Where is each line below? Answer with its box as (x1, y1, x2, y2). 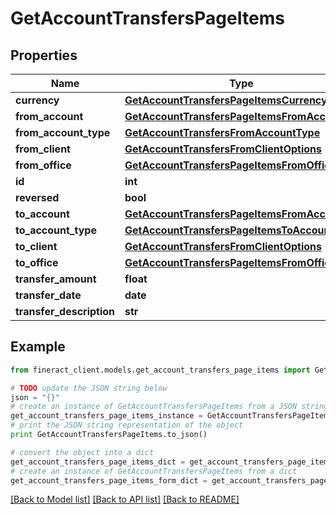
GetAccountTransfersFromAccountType (124, 126, 321, 139)
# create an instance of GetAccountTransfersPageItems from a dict (10, 466, 298, 476)
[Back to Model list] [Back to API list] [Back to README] (10, 493, 240, 506)
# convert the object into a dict (10, 447, 155, 457)
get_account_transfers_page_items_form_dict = (10, 475, 208, 486)
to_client (15, 240, 58, 253)
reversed (15, 191, 60, 204)
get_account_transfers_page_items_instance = (10, 411, 203, 421)
